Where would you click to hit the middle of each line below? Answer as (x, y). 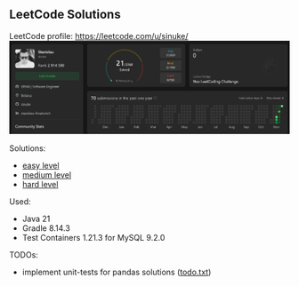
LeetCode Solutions (65, 15)
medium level (47, 175)
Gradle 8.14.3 (46, 228)
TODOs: (24, 254)
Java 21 (36, 218)
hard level (40, 184)
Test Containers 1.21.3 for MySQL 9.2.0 (93, 237)
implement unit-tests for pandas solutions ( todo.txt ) (117, 272)
